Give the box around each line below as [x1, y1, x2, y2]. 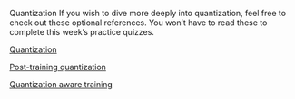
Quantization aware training [9, 79, 113, 89]
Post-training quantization [9, 62, 107, 72]
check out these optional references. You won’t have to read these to [9, 17, 268, 28]
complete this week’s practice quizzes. [9, 27, 154, 37]
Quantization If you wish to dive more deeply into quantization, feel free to [9, 8, 287, 18]
